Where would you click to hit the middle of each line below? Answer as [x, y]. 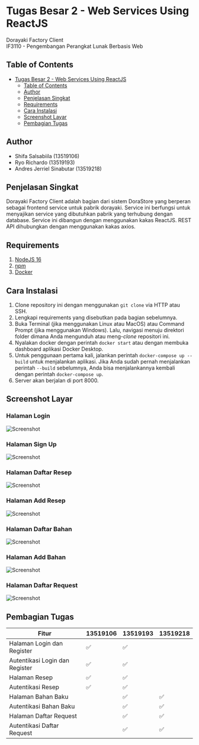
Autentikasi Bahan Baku [42, 707]
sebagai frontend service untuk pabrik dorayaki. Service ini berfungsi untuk [98, 208]
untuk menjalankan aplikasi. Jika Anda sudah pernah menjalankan [110, 362]
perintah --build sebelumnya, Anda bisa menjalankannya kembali [95, 368]
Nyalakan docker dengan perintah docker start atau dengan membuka [102, 343]
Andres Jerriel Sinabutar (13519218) [58, 168]
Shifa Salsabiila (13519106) [47, 156]
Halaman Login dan [36, 644]
